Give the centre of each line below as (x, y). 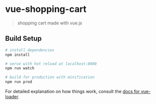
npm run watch (20, 68)
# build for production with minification (50, 77)
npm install (17, 55)
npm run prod (19, 82)
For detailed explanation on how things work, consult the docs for (73, 91)
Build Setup (23, 39)
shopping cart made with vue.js (50, 23)
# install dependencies (30, 50)
